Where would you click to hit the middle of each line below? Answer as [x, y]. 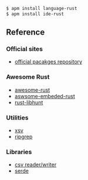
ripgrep [23, 137]
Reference [26, 32]
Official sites [24, 49]
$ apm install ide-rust [35, 14]
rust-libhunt [29, 102]
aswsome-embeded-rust [45, 96]
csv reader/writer [35, 165]
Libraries [19, 152]
